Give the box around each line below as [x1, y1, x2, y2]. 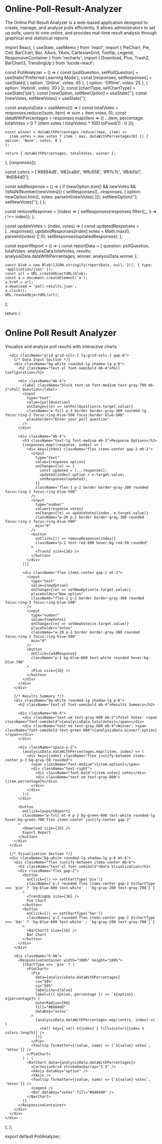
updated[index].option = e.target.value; [39, 472, 125, 477]
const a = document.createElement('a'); [5, 275, 88, 280]
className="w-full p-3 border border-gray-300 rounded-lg [26, 408, 146, 413]
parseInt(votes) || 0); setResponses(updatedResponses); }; [5, 233, 123, 239]
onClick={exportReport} [22, 809, 70, 813]
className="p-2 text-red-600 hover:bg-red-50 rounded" [35, 540, 149, 545]
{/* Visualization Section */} [9, 851, 73, 856]
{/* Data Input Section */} [14, 357, 70, 362]
